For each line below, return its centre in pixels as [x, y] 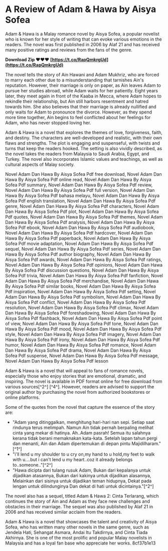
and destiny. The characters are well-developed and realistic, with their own [83, 138]
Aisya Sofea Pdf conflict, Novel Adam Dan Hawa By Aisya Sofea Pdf [75, 302]
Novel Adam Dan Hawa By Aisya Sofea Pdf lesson [57, 361]
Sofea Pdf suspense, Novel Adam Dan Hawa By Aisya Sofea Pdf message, [82, 356]
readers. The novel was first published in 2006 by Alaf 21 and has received [82, 44]
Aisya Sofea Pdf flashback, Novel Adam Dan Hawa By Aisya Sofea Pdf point [84, 318]
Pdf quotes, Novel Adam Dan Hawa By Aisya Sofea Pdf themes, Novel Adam [84, 216]
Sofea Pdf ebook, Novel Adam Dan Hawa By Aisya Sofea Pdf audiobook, [80, 228]
